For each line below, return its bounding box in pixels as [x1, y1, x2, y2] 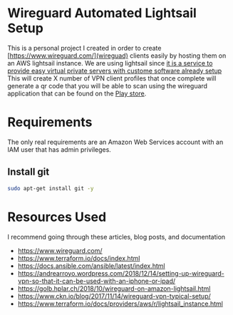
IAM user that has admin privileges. [7, 145, 112, 154]
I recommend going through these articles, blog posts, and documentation [7, 232, 226, 241]
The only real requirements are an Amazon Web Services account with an [7, 138, 224, 146]
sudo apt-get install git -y [7, 185, 94, 192]
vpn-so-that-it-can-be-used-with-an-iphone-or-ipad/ [17, 277, 176, 285]
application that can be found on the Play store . [7, 89, 147, 98]
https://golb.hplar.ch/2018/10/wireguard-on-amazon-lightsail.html [17, 284, 211, 293]
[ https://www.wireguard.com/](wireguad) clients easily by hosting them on [7, 51, 227, 60]
